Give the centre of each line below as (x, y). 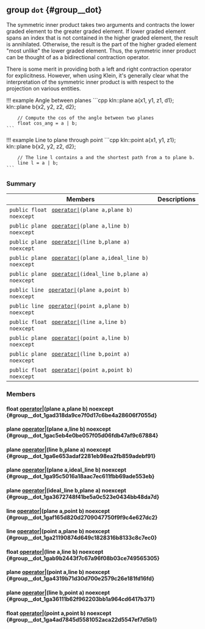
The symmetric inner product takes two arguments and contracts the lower (101, 24)
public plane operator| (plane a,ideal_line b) (79, 258)
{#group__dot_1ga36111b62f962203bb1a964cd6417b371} (81, 599)
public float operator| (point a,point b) (71, 370)
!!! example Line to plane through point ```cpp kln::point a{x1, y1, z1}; (91, 140)
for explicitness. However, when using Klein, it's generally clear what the (98, 75)
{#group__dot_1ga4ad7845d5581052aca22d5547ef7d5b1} (82, 619)
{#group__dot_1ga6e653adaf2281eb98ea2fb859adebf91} (81, 456)
